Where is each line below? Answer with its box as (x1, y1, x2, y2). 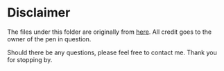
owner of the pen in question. (7, 34, 92, 43)
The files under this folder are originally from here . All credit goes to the (7, 28, 212, 36)
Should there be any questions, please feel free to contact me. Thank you (7, 48, 217, 57)
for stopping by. (7, 55, 53, 63)
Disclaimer (7, 5, 71, 21)
